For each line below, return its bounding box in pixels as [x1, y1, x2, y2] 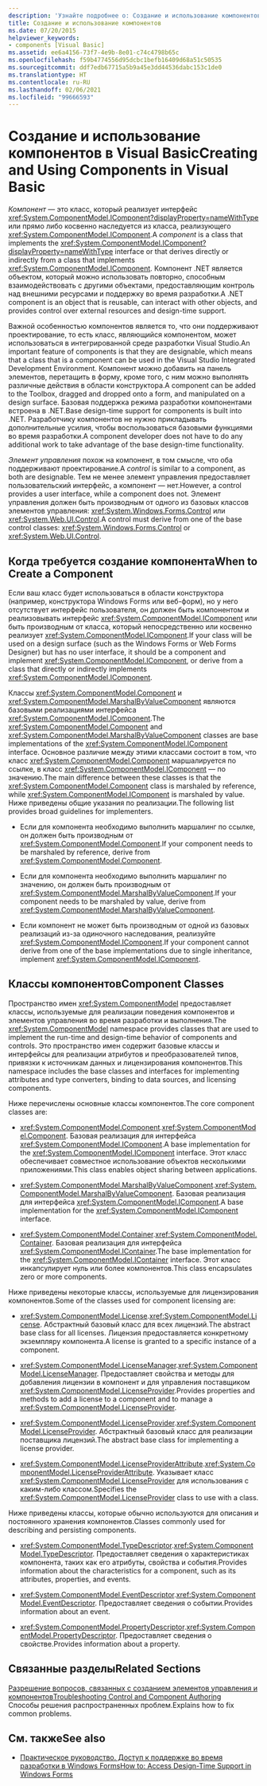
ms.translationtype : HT [8, 71, 87, 79]
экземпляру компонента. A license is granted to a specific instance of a [19, 1336, 257, 1346]
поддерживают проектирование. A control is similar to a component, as [8, 463, 246, 474]
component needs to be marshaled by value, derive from [19, 897, 207, 906]
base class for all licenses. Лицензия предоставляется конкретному [19, 1327, 249, 1338]
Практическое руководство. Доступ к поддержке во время [19, 1753, 223, 1762]
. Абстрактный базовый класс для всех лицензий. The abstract [39, 1319, 251, 1329]
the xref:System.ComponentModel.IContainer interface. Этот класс [19, 1255, 241, 1264]
